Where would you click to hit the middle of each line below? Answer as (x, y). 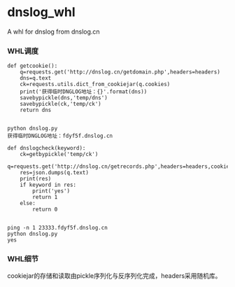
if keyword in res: (48, 185)
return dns (36, 110)
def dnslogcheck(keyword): (47, 148)
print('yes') (51, 191)
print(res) (36, 179)
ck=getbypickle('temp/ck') (59, 155)
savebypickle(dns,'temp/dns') (64, 98)
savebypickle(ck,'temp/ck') (60, 104)
